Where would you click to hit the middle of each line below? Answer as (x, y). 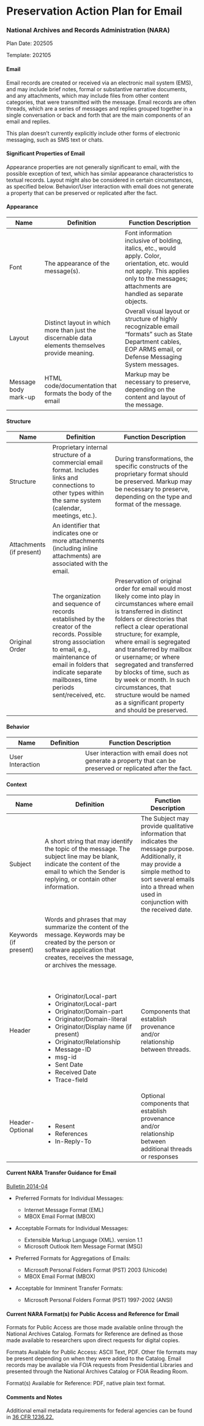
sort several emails (168, 879)
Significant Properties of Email (46, 154)
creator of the (72, 627)
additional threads (166, 1149)
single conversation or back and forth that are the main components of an (98, 115)
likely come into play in (148, 596)
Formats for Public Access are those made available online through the (95, 1328)
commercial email (78, 463)
